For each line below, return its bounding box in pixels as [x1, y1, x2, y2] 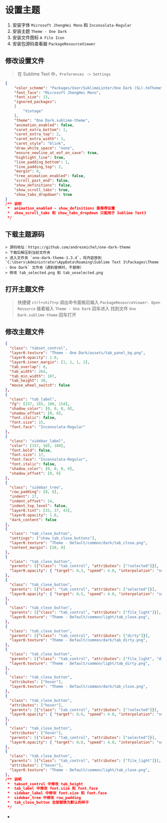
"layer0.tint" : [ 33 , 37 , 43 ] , [9, 508, 72, 513]
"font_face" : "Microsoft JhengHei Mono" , [14, 90, 101, 95]
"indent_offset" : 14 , [9, 499, 55, 504]
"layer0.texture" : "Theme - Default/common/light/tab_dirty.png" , [9, 661, 150, 666]
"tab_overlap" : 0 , [9, 364, 48, 369]
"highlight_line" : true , [14, 155, 66, 160]
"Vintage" [23, 109, 43, 114]
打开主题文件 [5, 285, 45, 294]
